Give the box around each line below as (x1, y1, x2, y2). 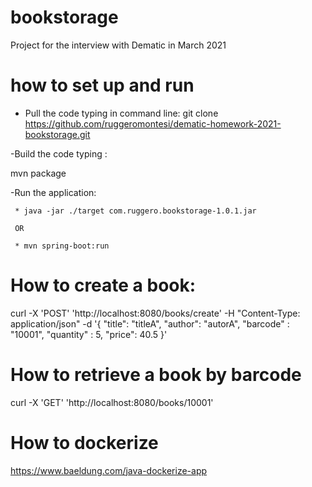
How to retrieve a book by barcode (10, 364, 302, 386)
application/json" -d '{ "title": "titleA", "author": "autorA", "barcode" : (10, 317, 290, 330)
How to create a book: (10, 274, 197, 297)
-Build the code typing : (10, 147, 108, 160)
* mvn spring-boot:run (14, 241, 110, 251)
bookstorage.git (24, 128, 91, 140)
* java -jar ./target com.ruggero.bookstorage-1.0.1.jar (14, 206, 257, 216)
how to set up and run (10, 74, 195, 97)
